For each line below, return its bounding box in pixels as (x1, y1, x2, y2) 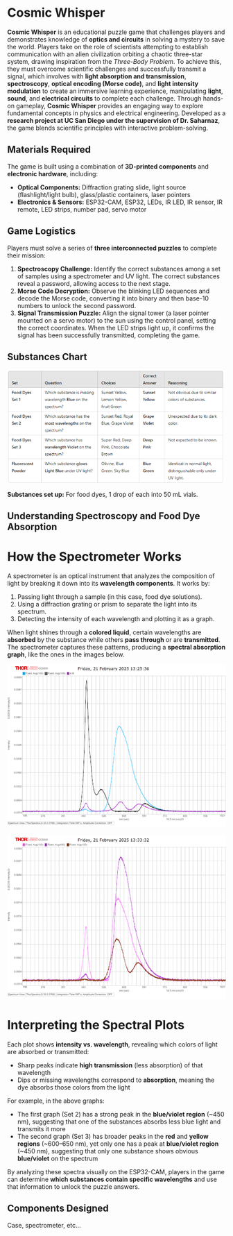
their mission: (7, 251, 46, 260)
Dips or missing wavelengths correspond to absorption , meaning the (17, 1076, 215, 1084)
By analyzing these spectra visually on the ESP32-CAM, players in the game (7, 1168, 225, 1176)
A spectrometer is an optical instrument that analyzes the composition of (7, 572, 215, 580)
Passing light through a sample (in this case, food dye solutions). (17, 593, 202, 601)
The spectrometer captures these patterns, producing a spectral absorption (7, 643, 226, 652)
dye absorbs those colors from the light (17, 1083, 130, 1092)
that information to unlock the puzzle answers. (7, 1183, 140, 1191)
